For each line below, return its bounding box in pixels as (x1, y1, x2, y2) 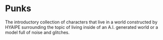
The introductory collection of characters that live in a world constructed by (5, 19, 158, 25)
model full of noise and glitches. (5, 29, 70, 35)
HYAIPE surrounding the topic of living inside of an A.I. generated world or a (5, 24, 158, 30)
